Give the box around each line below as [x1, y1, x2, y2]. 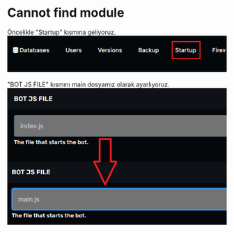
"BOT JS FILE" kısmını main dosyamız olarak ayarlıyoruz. [7, 80, 170, 88]
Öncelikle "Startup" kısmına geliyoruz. [7, 28, 116, 36]
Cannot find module [7, 5, 125, 21]
